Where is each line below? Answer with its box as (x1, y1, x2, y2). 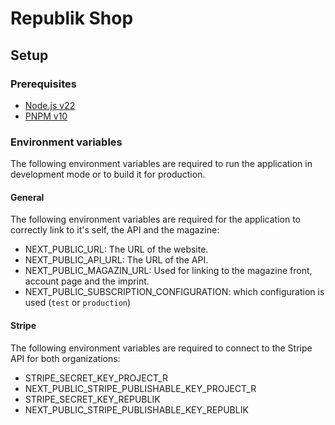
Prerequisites (10, 77, 77, 91)
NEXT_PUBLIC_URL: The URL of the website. (24, 243, 209, 256)
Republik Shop (10, 7, 134, 30)
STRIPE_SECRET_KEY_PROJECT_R (24, 372, 168, 384)
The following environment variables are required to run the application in (10, 158, 313, 170)
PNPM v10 (24, 110, 68, 122)
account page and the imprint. (24, 275, 150, 287)
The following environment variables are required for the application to (10, 213, 302, 226)
